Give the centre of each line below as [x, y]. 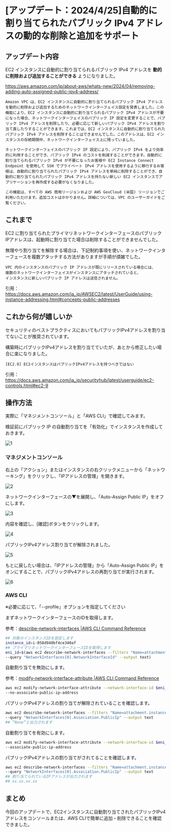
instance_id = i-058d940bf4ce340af [41, 643]
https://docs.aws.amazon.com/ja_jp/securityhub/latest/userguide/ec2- [80, 380]
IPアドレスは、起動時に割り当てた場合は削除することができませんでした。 [83, 239]
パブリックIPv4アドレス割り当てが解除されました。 [59, 544]
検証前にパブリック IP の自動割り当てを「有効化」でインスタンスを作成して [84, 427]
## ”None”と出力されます [29, 722]
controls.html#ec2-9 [27, 385]
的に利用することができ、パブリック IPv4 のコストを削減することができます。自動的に [84, 155]
